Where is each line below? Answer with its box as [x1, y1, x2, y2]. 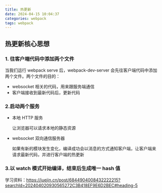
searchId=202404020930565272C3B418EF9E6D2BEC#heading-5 [5, 182, 138, 188]
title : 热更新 [5, 7, 31, 12]
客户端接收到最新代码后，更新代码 [12, 89, 80, 95]
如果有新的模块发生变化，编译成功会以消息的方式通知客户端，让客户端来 [12, 146, 156, 151]
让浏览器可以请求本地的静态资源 [12, 125, 76, 131]
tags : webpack [5, 20, 34, 26]
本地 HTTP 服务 [12, 115, 44, 121]
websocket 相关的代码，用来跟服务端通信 [12, 83, 95, 89]
